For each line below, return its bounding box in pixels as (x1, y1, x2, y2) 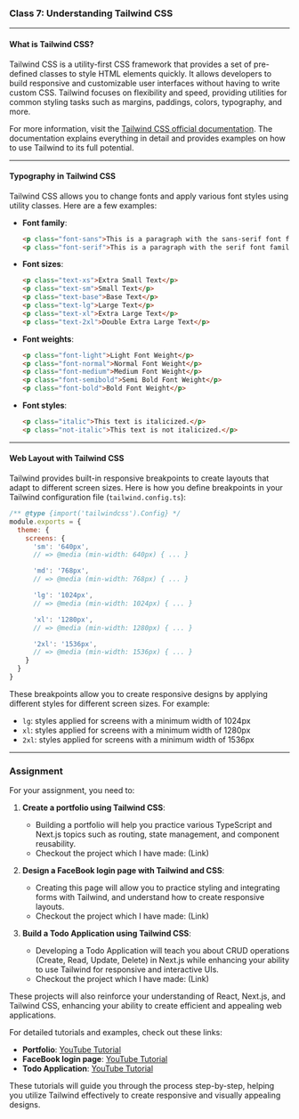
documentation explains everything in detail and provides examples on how (9, 133, 287, 143)
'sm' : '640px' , (32, 542, 90, 551)
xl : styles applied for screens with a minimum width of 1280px (21, 725, 251, 735)
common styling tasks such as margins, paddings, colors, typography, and (9, 96, 283, 107)
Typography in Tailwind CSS (9, 171, 116, 182)
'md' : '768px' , (32, 566, 90, 576)
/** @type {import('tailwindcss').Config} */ (9, 509, 181, 518)
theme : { (17, 525, 50, 534)
